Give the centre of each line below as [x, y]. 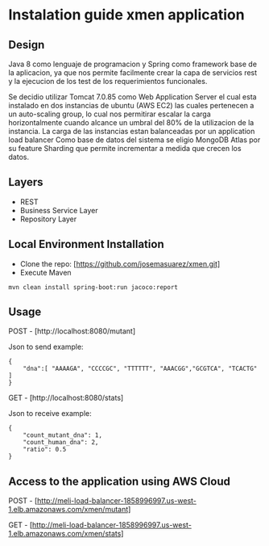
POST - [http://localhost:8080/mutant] [72, 331]
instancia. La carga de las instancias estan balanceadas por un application [132, 131]
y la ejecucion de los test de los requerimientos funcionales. [108, 81]
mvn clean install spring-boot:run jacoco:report [93, 287]
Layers [26, 182]
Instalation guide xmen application [126, 15]
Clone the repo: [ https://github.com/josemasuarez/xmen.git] [120, 263]
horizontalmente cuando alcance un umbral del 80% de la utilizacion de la [131, 122]
